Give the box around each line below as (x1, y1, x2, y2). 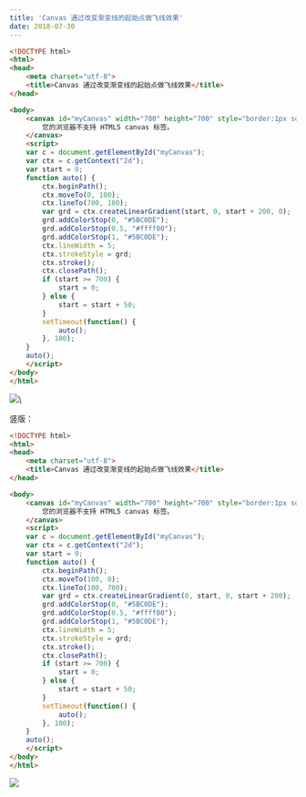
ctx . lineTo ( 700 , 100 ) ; (42, 199, 128, 208)
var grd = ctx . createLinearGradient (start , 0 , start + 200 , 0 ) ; (42, 207, 291, 217)
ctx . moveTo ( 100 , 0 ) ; (42, 575, 120, 584)
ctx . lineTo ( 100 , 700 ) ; (42, 583, 128, 592)
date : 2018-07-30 (9, 22, 76, 31)
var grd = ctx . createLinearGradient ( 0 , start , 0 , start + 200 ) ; (42, 591, 291, 601)
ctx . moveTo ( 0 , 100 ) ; (42, 190, 120, 199)
